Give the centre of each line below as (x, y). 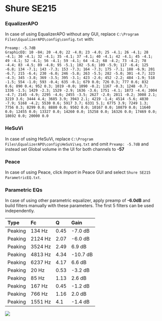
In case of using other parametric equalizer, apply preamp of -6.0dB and (78, 201)
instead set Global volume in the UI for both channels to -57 (65, 149)
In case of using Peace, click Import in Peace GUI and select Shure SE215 (78, 172)
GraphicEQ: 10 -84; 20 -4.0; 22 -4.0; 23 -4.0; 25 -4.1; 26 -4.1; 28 (77, 52)
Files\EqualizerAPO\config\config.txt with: (50, 39)
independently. (20, 211)
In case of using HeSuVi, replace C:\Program (49, 139)
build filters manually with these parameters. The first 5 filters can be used (80, 206)
